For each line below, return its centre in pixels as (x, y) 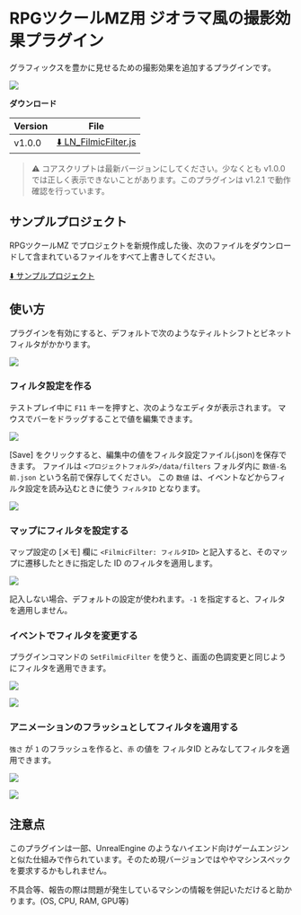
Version (31, 126)
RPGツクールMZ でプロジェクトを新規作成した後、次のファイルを (131, 245)
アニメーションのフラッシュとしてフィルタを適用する (124, 727)
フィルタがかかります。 (53, 344)
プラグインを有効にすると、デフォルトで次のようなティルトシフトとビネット (150, 332)
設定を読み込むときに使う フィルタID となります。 (115, 488)
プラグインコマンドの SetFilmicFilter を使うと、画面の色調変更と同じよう (148, 657)
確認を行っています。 (70, 190)
